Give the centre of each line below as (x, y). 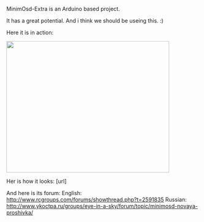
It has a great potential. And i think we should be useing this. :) (85, 20)
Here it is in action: (30, 32)
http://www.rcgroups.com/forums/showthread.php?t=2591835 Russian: (96, 199)
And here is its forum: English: (44, 193)
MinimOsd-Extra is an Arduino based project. (63, 9)
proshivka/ (20, 213)
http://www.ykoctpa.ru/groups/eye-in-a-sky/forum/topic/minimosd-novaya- (102, 206)
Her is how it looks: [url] (36, 181)
